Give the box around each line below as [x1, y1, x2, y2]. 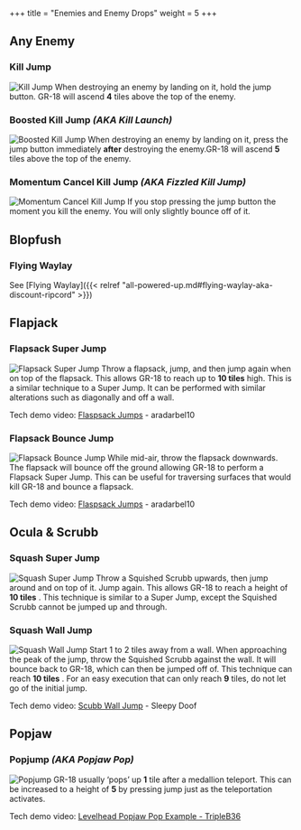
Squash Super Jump [9, 552, 101, 564]
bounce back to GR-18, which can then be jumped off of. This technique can [9, 663, 293, 674]
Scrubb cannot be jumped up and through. [9, 601, 168, 612]
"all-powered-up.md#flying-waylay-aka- [121, 279, 273, 290]
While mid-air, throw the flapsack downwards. [107, 452, 278, 463]
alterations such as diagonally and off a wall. [9, 392, 175, 403]
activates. [9, 793, 46, 804]
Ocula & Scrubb [9, 525, 99, 540]
